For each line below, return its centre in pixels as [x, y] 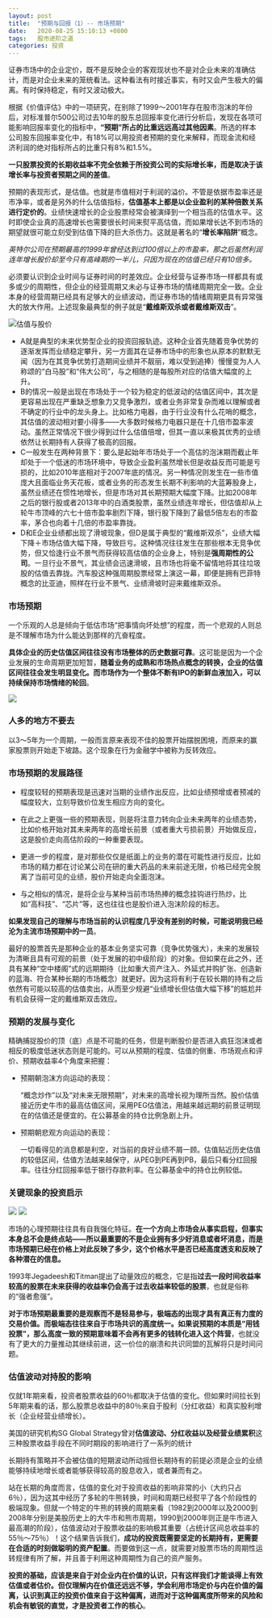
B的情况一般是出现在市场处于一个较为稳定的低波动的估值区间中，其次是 [139, 391]
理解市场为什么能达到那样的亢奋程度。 [86, 635]
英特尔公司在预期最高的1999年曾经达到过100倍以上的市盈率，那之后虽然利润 [136, 249]
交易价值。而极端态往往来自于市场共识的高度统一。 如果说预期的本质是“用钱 [134, 1323]
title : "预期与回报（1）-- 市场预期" [67, 23]
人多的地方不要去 [42, 721]
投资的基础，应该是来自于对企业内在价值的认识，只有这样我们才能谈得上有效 [136, 1575]
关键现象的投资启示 [46, 1193]
